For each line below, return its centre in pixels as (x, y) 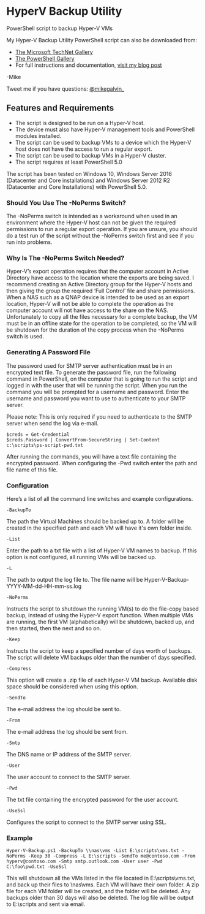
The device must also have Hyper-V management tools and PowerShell (105, 129)
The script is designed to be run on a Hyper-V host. (80, 123)
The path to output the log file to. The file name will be (75, 579)
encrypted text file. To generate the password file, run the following (91, 372)
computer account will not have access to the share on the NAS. (87, 310)
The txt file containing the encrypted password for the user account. (93, 799)
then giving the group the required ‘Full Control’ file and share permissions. (101, 291)
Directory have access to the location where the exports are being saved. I (100, 278)
